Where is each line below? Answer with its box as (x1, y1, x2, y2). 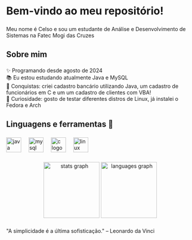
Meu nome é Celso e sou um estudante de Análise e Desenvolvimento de (6, 26, 186, 33)
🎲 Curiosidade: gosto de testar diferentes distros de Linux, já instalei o (6, 96, 179, 103)
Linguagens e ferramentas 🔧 (6, 119, 114, 129)
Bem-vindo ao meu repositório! (6, 4, 164, 18)
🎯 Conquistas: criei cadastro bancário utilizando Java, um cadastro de (6, 82, 179, 90)
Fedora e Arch (6, 101, 41, 109)
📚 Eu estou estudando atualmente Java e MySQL (6, 74, 128, 81)
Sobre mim (6, 49, 48, 59)
